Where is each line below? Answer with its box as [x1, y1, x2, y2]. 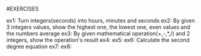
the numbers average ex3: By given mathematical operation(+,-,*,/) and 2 [6, 30, 191, 37]
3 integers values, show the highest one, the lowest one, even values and [6, 24, 191, 30]
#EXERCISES [6, 5, 39, 12]
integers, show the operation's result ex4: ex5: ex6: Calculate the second [6, 37, 190, 43]
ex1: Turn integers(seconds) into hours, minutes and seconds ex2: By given [6, 17, 196, 24]
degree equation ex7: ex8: [6, 43, 72, 50]
